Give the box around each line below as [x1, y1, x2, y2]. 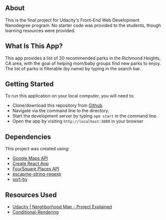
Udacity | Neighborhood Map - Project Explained [12, 204, 112, 210]
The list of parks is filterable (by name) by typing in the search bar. [5, 65, 141, 71]
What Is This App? [5, 42, 63, 50]
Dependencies [5, 132, 51, 141]
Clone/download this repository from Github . [12, 102, 104, 108]
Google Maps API [12, 155, 48, 161]
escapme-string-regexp [12, 171, 61, 177]
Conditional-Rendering [12, 209, 59, 215]
